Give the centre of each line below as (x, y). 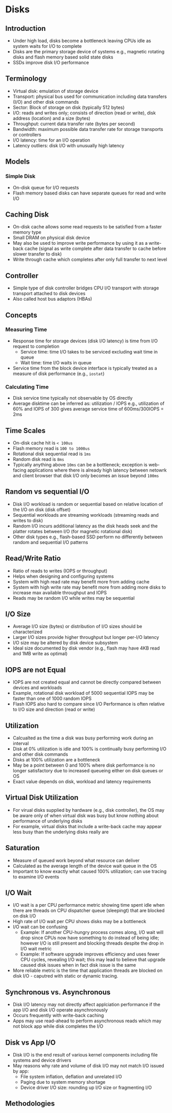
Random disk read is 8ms (38, 459)
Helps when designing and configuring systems (63, 576)
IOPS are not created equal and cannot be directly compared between (87, 682)
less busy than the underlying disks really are (61, 832)
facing (20, 470)
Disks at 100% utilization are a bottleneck (56, 759)
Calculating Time (27, 387)
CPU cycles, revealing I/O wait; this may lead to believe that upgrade (93, 960)
